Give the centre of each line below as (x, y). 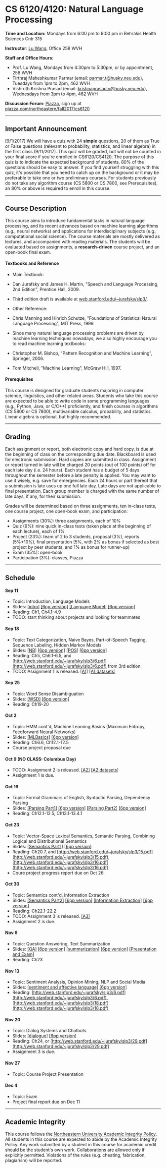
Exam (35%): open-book (37, 552)
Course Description (36, 208)
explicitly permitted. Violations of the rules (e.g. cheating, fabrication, (76, 1155)
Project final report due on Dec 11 (46, 1102)
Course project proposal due (41, 748)
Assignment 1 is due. (33, 775)
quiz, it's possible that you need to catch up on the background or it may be (82, 173)
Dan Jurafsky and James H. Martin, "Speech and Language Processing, (85, 284)
